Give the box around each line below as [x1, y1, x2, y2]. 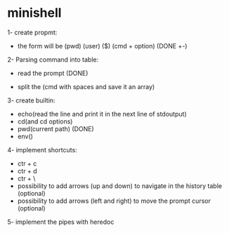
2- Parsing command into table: [7, 55, 99, 64]
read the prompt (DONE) [17, 69, 89, 77]
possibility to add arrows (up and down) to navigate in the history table [17, 181, 223, 190]
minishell [7, 5, 62, 21]
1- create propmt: [7, 28, 58, 36]
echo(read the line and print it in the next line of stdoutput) [17, 109, 188, 118]
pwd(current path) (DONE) [17, 124, 95, 133]
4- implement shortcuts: [7, 145, 77, 154]
